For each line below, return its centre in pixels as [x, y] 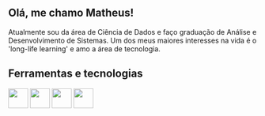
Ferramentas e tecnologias [76, 74]
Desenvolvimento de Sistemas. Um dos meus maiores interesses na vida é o [132, 40]
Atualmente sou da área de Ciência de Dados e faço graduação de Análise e [132, 32]
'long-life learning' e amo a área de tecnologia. [84, 49]
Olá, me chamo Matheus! [71, 13]
